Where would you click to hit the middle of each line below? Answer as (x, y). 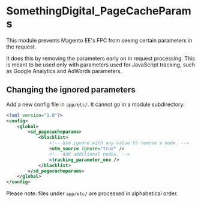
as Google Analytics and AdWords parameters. (64, 71)
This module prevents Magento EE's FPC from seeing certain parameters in (99, 40)
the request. (21, 47)
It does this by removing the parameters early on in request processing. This (101, 58)
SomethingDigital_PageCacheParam (99, 11)
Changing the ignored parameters (71, 90)
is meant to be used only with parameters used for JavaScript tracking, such (101, 65)
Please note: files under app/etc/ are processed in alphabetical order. (92, 193)
